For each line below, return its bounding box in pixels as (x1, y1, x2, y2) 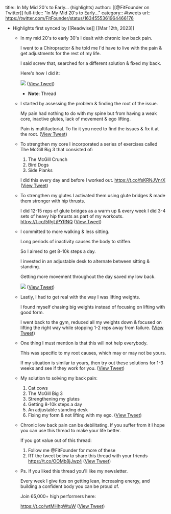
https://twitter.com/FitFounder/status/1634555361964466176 (5, 15, 134, 21)
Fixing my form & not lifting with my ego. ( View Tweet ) (28, 412, 142, 418)
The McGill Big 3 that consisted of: (20, 147, 93, 152)
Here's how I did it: (20, 70, 60, 76)
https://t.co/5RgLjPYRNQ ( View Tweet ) (20, 219, 102, 224)
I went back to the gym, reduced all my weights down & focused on (20, 319, 162, 325)
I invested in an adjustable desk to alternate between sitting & (20, 258, 150, 264)
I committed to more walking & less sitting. (20, 228, 110, 235)
